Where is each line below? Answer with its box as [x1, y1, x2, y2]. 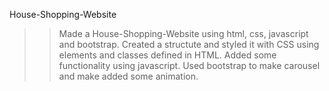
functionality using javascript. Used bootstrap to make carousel [58, 60, 321, 71]
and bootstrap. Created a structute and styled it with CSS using [58, 39, 320, 50]
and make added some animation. [58, 70, 199, 82]
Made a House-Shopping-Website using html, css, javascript [58, 28, 309, 39]
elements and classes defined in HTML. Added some [58, 49, 277, 61]
